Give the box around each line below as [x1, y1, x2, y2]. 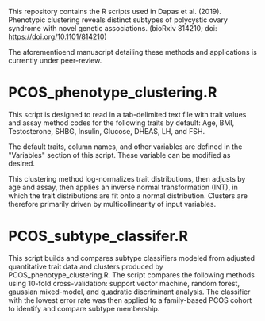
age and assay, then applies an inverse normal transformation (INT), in [8, 182, 238, 192]
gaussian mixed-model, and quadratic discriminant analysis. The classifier [8, 287, 251, 296]
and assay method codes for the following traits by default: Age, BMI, [8, 118, 235, 128]
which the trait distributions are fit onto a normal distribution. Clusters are [8, 190, 248, 201]
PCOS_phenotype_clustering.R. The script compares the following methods [8, 269, 255, 280]
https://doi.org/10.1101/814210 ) [8, 32, 107, 41]
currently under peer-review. [8, 55, 102, 65]
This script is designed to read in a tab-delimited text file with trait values [8, 109, 247, 119]
